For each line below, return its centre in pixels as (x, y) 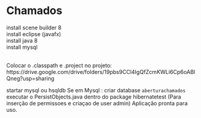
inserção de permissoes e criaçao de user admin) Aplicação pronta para (97, 103)
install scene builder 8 (34, 28)
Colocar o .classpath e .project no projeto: (59, 65)
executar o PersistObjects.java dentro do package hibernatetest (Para (94, 97)
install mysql (22, 47)
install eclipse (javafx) (34, 34)
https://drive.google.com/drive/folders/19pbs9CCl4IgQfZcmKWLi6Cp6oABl (101, 72)
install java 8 (22, 40)
